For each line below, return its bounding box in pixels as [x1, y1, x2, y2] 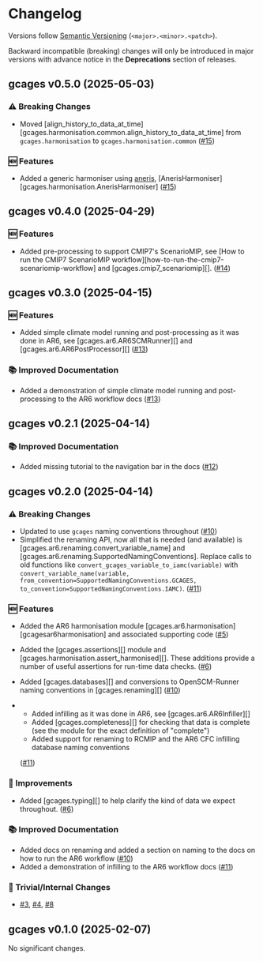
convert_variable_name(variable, [19, 569, 130, 577]
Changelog [8, 5, 82, 23]
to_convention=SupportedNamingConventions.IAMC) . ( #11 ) [19, 584, 202, 593]
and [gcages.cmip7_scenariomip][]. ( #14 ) [97, 263, 231, 272]
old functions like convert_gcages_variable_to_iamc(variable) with [19, 560, 239, 569]
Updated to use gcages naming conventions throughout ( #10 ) [19, 526, 218, 535]
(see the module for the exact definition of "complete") [31, 726, 210, 735]
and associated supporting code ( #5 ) [107, 629, 229, 640]
